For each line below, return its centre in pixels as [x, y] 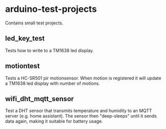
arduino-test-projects [51, 9]
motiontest [22, 66]
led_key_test [25, 38]
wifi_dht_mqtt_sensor [40, 98]
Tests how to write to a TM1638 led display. [49, 50]
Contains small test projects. [34, 23]
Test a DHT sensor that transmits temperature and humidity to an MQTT [79, 111]
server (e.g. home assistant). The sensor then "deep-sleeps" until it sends [81, 116]
